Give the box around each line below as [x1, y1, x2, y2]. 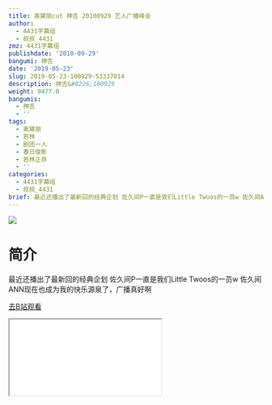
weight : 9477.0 [8, 87, 60, 96]
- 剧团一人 [15, 140, 48, 149]
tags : [8, 118, 27, 126]
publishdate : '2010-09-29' [8, 50, 100, 58]
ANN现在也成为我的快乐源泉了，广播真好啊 [8, 284, 152, 294]
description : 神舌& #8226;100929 [8, 80, 115, 88]
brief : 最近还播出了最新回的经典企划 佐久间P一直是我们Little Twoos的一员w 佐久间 [8, 192, 261, 201]
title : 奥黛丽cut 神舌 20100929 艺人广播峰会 [8, 11, 151, 20]
